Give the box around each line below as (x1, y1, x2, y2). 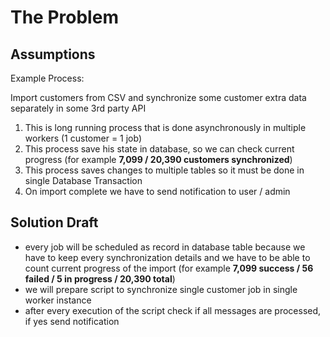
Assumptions (10, 46, 96, 63)
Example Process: (10, 72, 85, 84)
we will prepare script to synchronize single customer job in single (24, 283, 298, 295)
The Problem (10, 6, 119, 29)
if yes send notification (24, 315, 120, 327)
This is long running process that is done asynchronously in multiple (24, 122, 307, 133)
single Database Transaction (24, 175, 143, 186)
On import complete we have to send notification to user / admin (24, 186, 291, 197)
